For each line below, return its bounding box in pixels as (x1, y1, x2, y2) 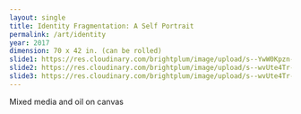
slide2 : (9, 64, 39, 73)
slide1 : (9, 55, 39, 64)
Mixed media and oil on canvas (9, 96, 124, 107)
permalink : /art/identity (9, 30, 106, 39)
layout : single (9, 13, 66, 22)
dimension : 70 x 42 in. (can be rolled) (9, 47, 163, 56)
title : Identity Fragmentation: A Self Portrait (9, 22, 194, 31)
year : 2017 (9, 38, 50, 48)
